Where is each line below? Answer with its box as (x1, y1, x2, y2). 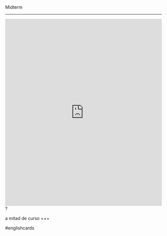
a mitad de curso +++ (5, 216, 50, 221)
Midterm (5, 4, 23, 10)
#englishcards (5, 225, 35, 231)
